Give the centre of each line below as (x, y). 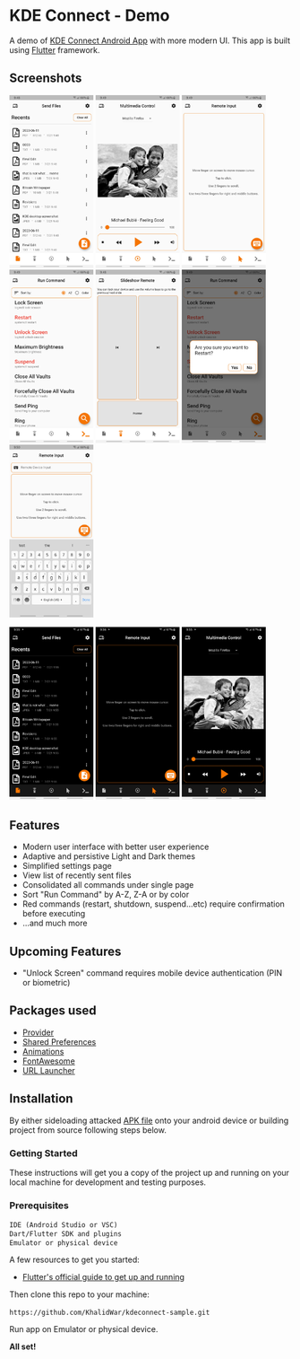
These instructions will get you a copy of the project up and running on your (149, 1172)
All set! (23, 1346)
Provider (38, 1032)
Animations (43, 1051)
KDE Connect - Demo (90, 16)
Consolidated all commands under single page (108, 885)
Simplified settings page (67, 866)
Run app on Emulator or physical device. (84, 1329)
